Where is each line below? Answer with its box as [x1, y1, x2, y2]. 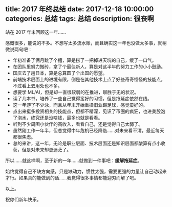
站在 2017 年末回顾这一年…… [5, 29, 67, 35]
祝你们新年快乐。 [5, 196, 41, 202]
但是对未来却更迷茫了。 [21, 146, 72, 152]
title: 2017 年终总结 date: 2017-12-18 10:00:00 [5, 5, 154, 14]
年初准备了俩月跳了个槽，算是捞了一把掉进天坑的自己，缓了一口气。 [12, 57, 157, 63]
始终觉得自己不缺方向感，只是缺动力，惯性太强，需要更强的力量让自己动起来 [5, 168, 167, 174]
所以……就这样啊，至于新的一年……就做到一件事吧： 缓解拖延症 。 [5, 157, 142, 164]
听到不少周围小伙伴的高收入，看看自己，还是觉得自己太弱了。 [12, 121, 143, 127]
